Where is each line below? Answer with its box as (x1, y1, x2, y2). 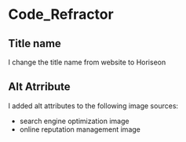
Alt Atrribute (8, 80, 71, 93)
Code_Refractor (8, 5, 114, 24)
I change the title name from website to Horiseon (8, 57, 166, 67)
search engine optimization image (19, 116, 129, 126)
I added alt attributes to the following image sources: (8, 100, 179, 111)
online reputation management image (19, 124, 141, 134)
